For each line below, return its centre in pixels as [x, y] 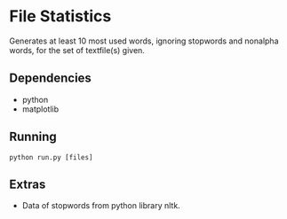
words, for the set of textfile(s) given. [77, 50]
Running [33, 137]
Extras [28, 184]
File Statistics [60, 16]
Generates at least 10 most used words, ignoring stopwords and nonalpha [144, 41]
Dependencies [50, 78]
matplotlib [40, 109]
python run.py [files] [51, 157]
